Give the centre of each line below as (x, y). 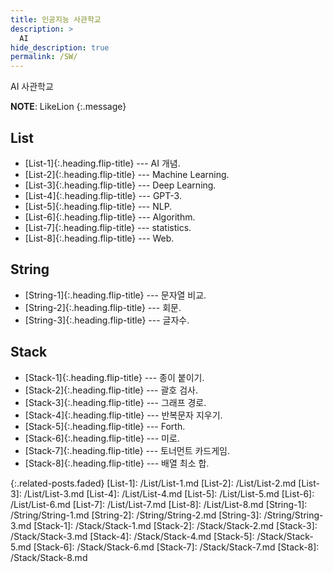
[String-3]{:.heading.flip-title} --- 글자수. (107, 320)
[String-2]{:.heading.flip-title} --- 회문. (103, 307)
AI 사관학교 (32, 87)
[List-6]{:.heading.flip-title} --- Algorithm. (110, 217)
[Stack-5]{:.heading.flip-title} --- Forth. (105, 426)
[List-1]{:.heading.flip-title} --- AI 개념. (102, 163)
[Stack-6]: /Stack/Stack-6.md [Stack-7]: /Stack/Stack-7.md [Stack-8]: (176, 547)
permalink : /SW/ (44, 57)
